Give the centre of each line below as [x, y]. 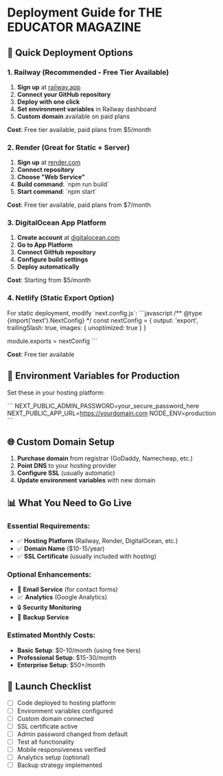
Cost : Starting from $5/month [49, 280]
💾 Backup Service [43, 617]
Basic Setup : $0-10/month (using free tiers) [79, 650]
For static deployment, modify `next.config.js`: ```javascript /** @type [105, 313]
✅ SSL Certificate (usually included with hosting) [86, 556]
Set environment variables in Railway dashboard [86, 109]
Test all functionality [46, 742]
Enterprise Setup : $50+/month [61, 665]
